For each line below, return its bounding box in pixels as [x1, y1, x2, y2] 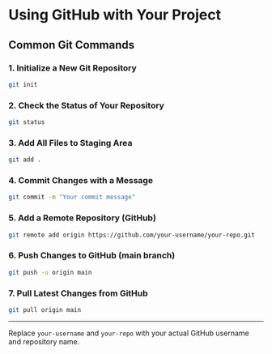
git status [8, 118, 45, 126]
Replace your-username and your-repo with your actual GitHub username [8, 328, 249, 338]
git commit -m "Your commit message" [8, 193, 136, 202]
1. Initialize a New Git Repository [8, 62, 138, 74]
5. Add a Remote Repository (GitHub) [8, 212, 156, 224]
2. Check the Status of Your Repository [8, 100, 164, 111]
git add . [8, 156, 42, 164]
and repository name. [8, 336, 80, 346]
